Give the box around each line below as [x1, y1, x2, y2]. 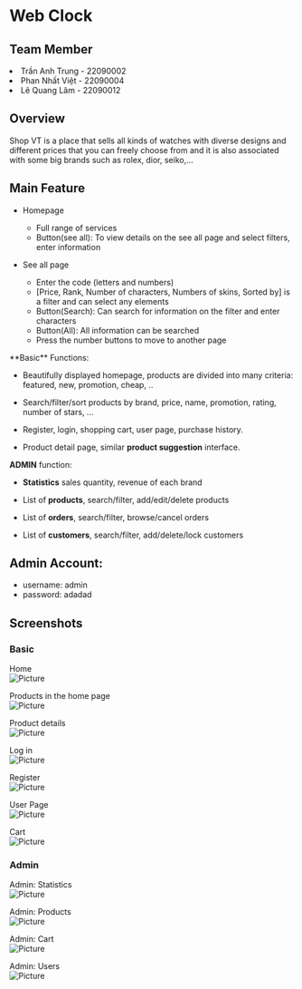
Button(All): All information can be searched [35, 325, 200, 335]
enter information [35, 241, 101, 252]
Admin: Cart [9, 934, 54, 945]
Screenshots [9, 616, 83, 631]
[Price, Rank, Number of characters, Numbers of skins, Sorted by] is [35, 286, 291, 297]
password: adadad [22, 589, 92, 600]
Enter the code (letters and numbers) [35, 276, 175, 287]
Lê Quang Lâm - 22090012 [21, 85, 121, 95]
